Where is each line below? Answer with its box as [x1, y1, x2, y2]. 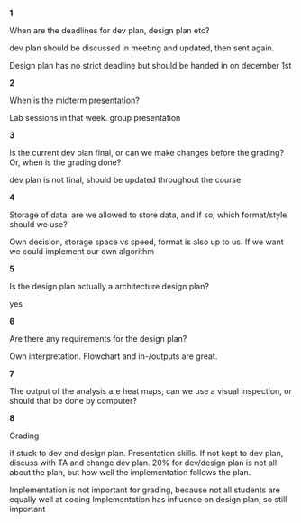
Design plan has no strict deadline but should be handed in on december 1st [9, 60, 292, 70]
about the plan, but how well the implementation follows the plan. [9, 467, 251, 477]
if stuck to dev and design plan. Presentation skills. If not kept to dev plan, [9, 448, 284, 458]
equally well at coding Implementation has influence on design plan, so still [9, 494, 287, 504]
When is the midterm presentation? [9, 95, 140, 106]
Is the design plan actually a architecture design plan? [9, 281, 210, 291]
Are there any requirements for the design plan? [9, 334, 187, 344]
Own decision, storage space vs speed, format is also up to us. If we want [9, 236, 284, 247]
